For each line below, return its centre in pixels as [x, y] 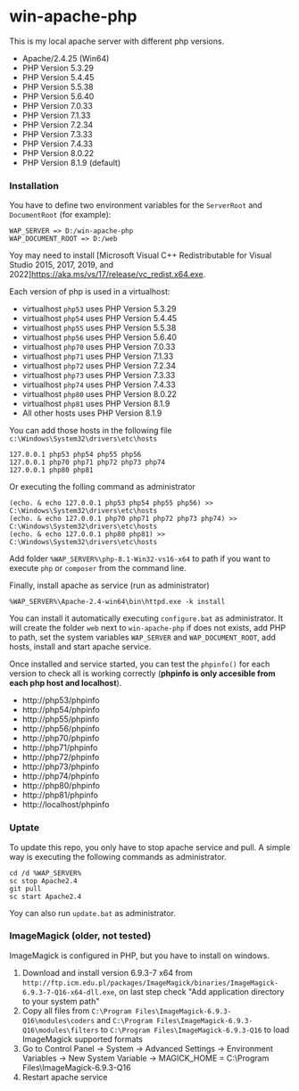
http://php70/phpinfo [61, 739]
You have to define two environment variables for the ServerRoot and [136, 205]
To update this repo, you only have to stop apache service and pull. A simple [150, 847]
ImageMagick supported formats [82, 1039]
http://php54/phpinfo [61, 710]
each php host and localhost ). [66, 683]
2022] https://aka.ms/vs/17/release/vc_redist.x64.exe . [108, 275]
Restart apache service [65, 1077]
